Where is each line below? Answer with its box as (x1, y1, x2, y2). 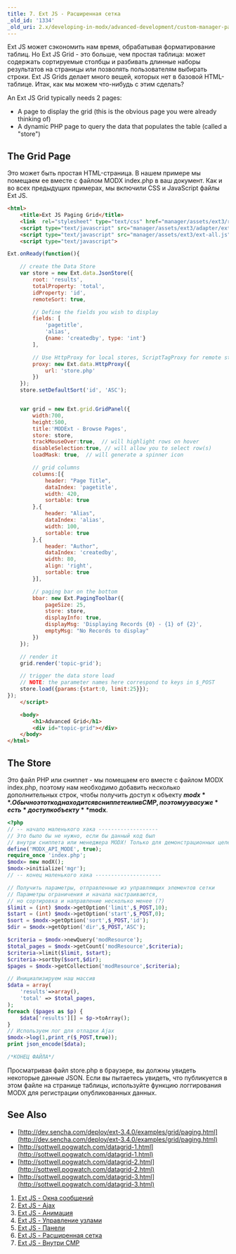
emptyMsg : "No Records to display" (44, 627, 150, 634)
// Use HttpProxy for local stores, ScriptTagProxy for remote (32, 353, 221, 361)
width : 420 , (44, 490, 80, 497)
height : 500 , (32, 418, 68, 426)
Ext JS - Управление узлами (17, 1216, 103, 1224)
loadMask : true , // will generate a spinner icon (32, 451, 184, 458)
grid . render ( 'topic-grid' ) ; (20, 660, 102, 667)
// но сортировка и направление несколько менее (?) (7, 897, 165, 905)
